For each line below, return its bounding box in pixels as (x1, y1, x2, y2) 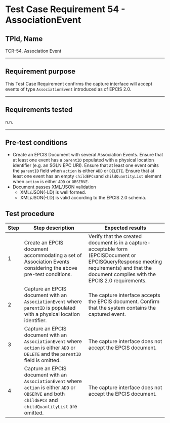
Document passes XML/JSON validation (12, 184, 96, 190)
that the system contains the (88, 305, 156, 312)
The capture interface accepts (88, 292, 160, 299)
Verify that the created (88, 233, 142, 240)
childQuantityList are (24, 403, 77, 410)
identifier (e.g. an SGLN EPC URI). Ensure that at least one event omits (12, 162, 159, 168)
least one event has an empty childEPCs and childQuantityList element (12, 173, 162, 179)
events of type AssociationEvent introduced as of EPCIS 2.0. (5, 86, 132, 92)
